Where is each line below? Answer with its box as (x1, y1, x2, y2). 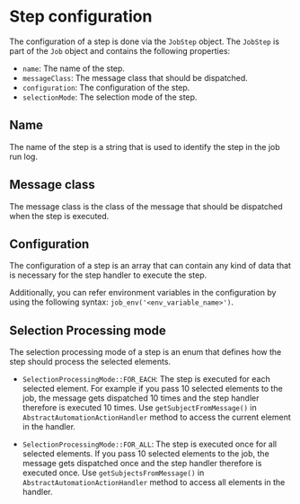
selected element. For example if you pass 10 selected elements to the (22, 384, 283, 394)
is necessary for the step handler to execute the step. (9, 270, 207, 280)
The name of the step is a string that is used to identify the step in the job (9, 141, 280, 152)
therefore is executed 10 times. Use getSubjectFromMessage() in (22, 402, 258, 413)
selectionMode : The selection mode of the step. (22, 92, 198, 102)
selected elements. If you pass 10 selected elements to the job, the (22, 448, 269, 459)
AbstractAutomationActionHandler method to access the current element (22, 411, 292, 423)
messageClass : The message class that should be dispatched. (22, 72, 249, 83)
